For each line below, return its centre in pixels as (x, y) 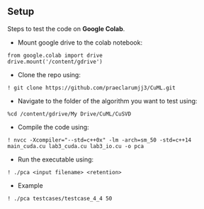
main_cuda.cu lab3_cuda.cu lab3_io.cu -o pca (75, 146)
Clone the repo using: (49, 74)
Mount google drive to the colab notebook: (80, 43)
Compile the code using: (53, 127)
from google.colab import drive (55, 55)
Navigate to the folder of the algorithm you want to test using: (107, 101)
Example (30, 185)
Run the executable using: (56, 159)
